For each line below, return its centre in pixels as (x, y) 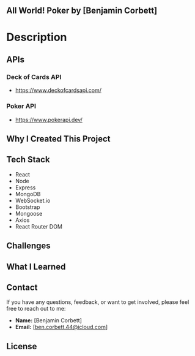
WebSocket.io (33, 200)
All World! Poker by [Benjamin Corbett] (82, 11)
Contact (22, 287)
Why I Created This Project (58, 139)
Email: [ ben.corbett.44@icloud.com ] (61, 327)
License (22, 346)
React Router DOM (39, 226)
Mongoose (29, 213)
